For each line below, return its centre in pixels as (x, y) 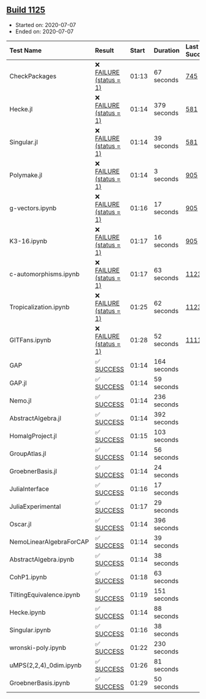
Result (105, 50)
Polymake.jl (26, 175)
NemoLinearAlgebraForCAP (49, 541)
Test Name (25, 50)
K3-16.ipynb (29, 241)
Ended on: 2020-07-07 (44, 31)
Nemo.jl (21, 400)
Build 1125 (26, 10)
